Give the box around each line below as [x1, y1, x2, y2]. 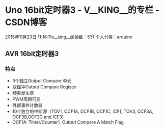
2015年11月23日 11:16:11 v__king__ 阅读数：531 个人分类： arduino [5, 34, 133, 40]
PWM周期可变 [12, 96, 41, 102]
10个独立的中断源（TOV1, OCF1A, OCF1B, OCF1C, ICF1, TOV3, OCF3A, [12, 108, 154, 114]
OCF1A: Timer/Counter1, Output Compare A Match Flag [12, 119, 124, 125]
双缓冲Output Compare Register [12, 84, 77, 90]
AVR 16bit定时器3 [5, 50, 59, 58]
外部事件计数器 [12, 102, 43, 108]
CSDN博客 [5, 17, 48, 28]
